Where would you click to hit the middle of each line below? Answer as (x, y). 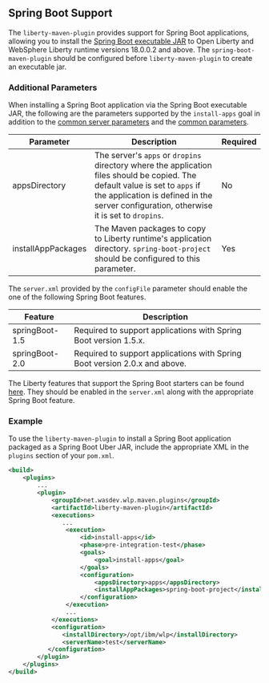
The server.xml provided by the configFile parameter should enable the (128, 289)
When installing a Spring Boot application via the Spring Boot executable (128, 105)
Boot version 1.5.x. (110, 340)
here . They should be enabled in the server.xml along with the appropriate (131, 392)
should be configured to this (147, 258)
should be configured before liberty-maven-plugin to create (153, 58)
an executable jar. (37, 67)
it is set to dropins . (129, 216)
